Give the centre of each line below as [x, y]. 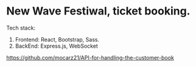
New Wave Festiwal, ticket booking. [98, 11]
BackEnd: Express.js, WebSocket [57, 46]
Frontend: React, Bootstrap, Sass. [57, 39]
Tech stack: [21, 28]
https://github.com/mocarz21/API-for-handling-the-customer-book [90, 57]
